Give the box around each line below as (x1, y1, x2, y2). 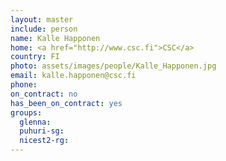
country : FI (10, 52, 60, 62)
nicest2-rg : (19, 136, 70, 146)
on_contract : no (10, 89, 78, 99)
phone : (10, 80, 38, 90)
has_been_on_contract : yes (10, 98, 123, 108)
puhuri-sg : (19, 126, 65, 136)
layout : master (10, 14, 74, 25)
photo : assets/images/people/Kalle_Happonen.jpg (10, 61, 217, 71)
